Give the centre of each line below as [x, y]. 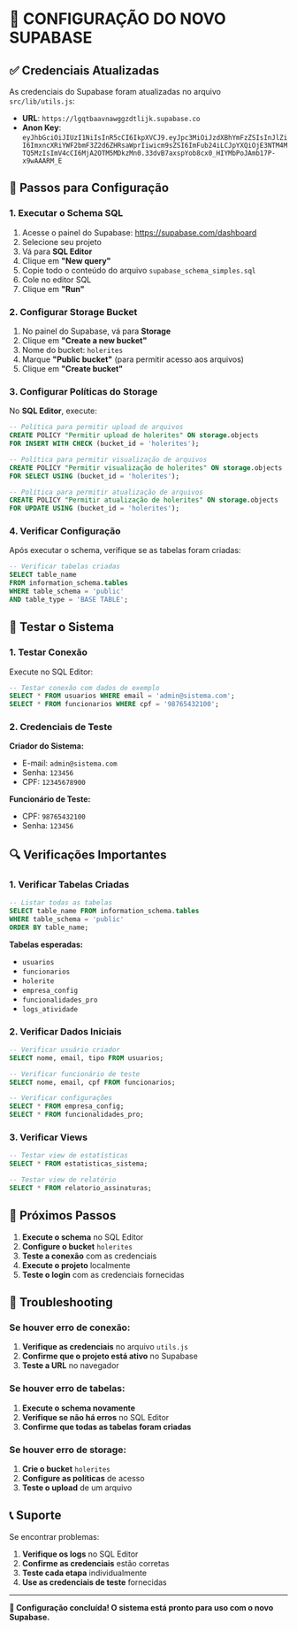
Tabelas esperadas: [46, 944]
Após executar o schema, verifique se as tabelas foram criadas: [125, 550]
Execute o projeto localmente [76, 1265]
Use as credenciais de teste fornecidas [94, 1582]
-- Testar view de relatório [63, 1180]
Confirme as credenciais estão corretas [95, 1563]
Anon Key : [42, 127]
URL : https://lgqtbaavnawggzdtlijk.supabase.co [111, 118]
